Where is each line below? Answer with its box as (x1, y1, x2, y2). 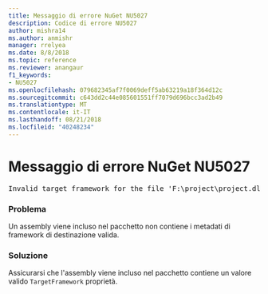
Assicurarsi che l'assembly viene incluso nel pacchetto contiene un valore (8, 268, 252, 278)
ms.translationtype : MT (8, 101, 88, 109)
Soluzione (8, 249, 49, 260)
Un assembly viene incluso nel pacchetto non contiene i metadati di (8, 221, 231, 231)
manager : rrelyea (8, 42, 66, 50)
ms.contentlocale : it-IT (8, 109, 91, 117)
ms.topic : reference (8, 57, 77, 65)
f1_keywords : (8, 71, 52, 79)
